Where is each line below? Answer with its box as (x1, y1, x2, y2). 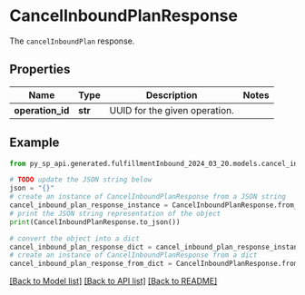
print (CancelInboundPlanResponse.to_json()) (9, 217, 181, 227)
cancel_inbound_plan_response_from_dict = (9, 260, 172, 269)
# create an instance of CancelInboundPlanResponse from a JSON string (9, 192, 286, 202)
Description (145, 88, 198, 101)
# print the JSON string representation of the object (9, 209, 221, 218)
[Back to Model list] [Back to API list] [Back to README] (9, 276, 218, 287)
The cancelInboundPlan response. (9, 35, 135, 46)
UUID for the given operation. (109, 103, 234, 116)
